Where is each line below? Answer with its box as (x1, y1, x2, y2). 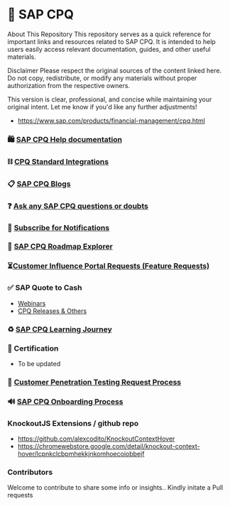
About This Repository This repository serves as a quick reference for (7, 30, 212, 38)
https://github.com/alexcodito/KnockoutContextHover (17, 434, 175, 443)
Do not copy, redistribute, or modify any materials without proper (7, 74, 197, 82)
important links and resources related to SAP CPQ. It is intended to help (7, 37, 217, 45)
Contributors (7, 467, 53, 477)
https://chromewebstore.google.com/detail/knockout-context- (17, 442, 200, 451)
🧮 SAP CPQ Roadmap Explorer (7, 241, 114, 251)
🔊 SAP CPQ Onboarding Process (7, 397, 124, 407)
